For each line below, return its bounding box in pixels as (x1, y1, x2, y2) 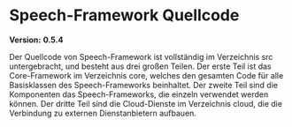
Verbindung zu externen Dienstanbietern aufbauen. (9, 108, 197, 118)
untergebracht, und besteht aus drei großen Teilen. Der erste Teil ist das (9, 61, 272, 71)
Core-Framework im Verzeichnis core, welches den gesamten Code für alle (9, 70, 284, 80)
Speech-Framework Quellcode (9, 5, 240, 26)
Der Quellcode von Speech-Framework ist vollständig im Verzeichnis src (9, 51, 273, 62)
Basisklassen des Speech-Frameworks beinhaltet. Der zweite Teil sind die (9, 79, 279, 90)
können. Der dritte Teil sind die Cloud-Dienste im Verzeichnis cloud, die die (9, 98, 283, 108)
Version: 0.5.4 (9, 34, 64, 45)
